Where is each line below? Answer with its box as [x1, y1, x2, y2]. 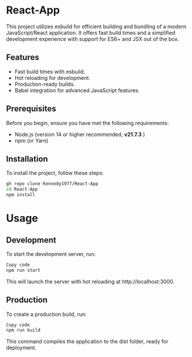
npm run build [6, 327, 41, 334]
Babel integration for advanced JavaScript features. [14, 86, 140, 94]
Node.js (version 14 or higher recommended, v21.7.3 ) [14, 130, 146, 138]
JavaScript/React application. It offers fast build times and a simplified [6, 29, 176, 36]
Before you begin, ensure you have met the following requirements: [6, 119, 169, 126]
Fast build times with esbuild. [14, 68, 85, 75]
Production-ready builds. [14, 80, 75, 87]
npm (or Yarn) [14, 137, 49, 144]
